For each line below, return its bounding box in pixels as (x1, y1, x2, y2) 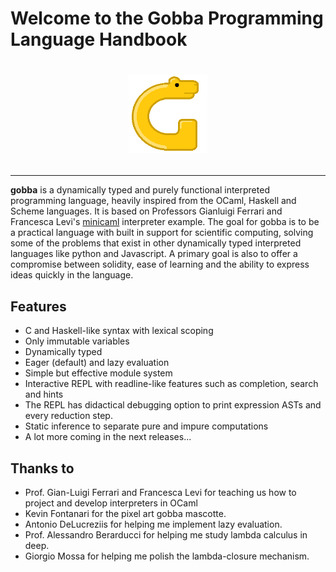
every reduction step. (24, 410, 113, 422)
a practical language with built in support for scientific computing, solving (10, 227, 314, 239)
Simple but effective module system (24, 367, 173, 379)
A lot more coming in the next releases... (24, 431, 192, 443)
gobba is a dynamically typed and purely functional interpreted (10, 184, 270, 196)
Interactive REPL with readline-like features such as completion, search (24, 378, 319, 390)
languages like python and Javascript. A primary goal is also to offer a (10, 248, 298, 260)
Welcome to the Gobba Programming (10, 7, 324, 30)
